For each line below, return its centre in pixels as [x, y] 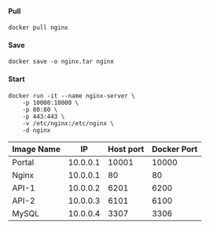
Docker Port [175, 149]
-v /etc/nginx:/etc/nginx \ [68, 123]
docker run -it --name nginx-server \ [72, 96]
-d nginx [37, 130]
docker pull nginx [38, 28]
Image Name [36, 149]
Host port [126, 149]
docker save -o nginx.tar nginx [61, 62]
